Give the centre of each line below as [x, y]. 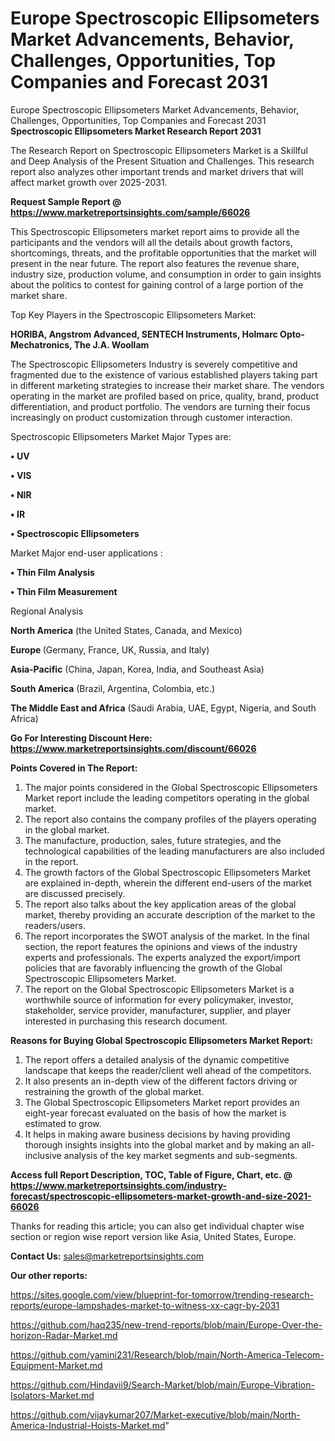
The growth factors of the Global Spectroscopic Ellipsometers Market [168, 872]
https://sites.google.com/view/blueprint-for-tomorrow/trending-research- [162, 1294]
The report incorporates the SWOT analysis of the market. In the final [167, 936]
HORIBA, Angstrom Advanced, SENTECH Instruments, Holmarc [144, 334]
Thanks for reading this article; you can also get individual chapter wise [157, 1226]
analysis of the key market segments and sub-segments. [180, 1155]
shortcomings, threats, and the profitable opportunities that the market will [163, 253]
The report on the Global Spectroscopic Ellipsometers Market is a [159, 989]
